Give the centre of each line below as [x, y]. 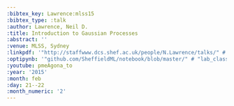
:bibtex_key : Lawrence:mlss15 [51, 14]
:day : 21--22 [25, 85]
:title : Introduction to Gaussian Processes [72, 33]
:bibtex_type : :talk [37, 20]
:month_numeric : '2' [37, 91]
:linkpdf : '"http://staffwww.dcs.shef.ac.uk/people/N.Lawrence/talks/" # [116, 53]
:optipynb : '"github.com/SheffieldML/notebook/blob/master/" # [101, 59]
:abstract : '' [27, 40]
